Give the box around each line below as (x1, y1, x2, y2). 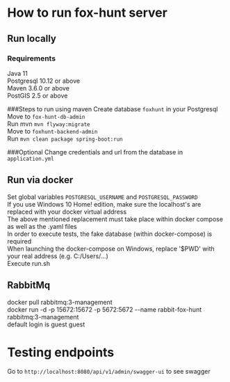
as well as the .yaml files (7, 222, 78, 230)
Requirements (7, 54, 56, 63)
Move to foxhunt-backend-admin (7, 127, 98, 135)
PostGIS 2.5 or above (7, 91, 68, 100)
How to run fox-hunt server (7, 5, 168, 21)
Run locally (7, 33, 57, 45)
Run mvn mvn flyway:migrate (7, 120, 90, 128)
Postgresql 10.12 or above (7, 77, 81, 85)
